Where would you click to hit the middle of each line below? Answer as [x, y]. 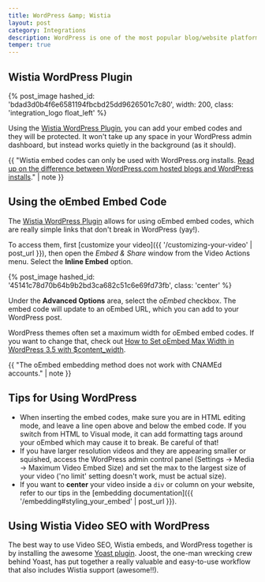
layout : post [30, 23]
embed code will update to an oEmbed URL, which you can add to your [123, 308]
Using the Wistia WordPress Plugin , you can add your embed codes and [125, 128]
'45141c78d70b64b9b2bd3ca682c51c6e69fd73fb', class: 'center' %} [120, 285]
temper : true [30, 45]
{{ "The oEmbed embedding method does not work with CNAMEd [115, 365]
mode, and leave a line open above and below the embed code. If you [133, 425]
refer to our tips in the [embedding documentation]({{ [106, 493]
